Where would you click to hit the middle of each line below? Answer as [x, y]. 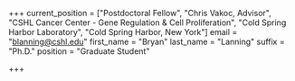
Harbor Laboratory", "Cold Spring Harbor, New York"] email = [123, 32]
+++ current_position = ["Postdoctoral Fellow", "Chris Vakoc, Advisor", [140, 13]
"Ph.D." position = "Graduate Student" [79, 51]
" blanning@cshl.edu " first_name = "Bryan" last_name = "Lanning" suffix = [147, 41]
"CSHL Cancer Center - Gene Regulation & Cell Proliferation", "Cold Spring [147, 22]
